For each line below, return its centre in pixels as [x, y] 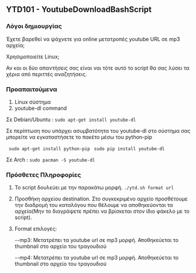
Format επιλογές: [36, 229]
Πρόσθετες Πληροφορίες [44, 175]
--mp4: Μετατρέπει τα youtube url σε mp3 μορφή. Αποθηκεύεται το [97, 258]
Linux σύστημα [32, 102]
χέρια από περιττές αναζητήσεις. [47, 74]
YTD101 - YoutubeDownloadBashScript [79, 10]
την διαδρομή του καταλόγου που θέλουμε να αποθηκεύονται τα [94, 205]
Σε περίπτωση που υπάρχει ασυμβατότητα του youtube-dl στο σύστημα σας [98, 130]
